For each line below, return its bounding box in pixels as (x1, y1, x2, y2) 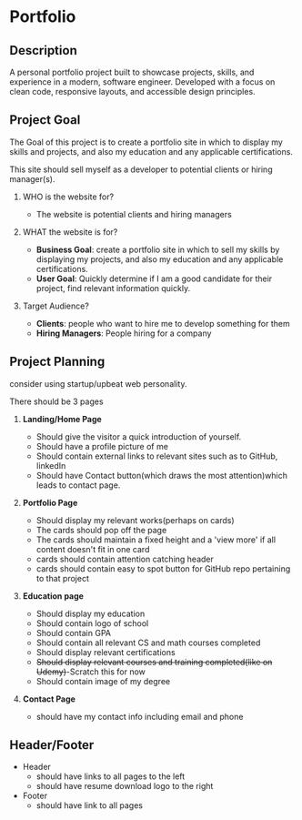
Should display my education (35, 608, 146, 619)
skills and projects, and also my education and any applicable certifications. (9, 146, 294, 157)
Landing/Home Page (22, 413, 102, 424)
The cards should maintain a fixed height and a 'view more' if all (35, 534, 276, 545)
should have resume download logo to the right (35, 781, 214, 792)
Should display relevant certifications (35, 646, 176, 657)
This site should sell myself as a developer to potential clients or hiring (9, 164, 273, 175)
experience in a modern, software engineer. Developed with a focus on (9, 76, 276, 87)
